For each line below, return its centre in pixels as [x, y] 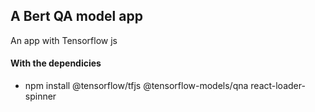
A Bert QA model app [76, 16]
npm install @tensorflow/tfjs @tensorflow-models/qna [136, 86]
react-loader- [278, 86]
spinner [40, 96]
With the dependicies [56, 63]
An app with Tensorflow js [64, 40]
